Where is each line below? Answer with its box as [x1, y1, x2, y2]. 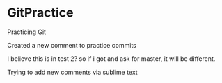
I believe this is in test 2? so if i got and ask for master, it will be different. [7, 54, 216, 63]
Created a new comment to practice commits [7, 41, 137, 49]
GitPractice [7, 5, 74, 21]
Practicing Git [7, 28, 47, 36]
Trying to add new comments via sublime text [7, 68, 138, 76]
